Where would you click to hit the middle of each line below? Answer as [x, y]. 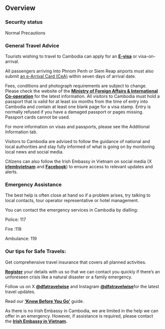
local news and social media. [34, 151]
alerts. [12, 172]
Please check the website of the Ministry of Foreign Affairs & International [82, 91]
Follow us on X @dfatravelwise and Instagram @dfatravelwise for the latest [82, 286]
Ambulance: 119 [21, 239]
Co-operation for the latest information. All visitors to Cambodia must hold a [82, 96]
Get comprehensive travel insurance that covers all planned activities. [76, 262]
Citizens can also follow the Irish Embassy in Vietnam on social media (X [79, 161]
